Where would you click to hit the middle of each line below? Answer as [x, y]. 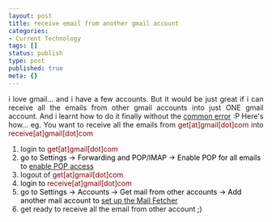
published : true [36, 69]
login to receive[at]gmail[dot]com [76, 183]
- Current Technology [45, 38]
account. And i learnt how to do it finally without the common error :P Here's [136, 116]
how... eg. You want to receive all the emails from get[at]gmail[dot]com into [136, 124]
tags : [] [23, 46]
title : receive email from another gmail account [94, 23]
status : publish [36, 53]
